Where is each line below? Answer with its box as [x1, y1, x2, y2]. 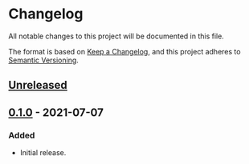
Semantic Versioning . [8, 55, 79, 65]
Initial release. [19, 148, 67, 158]
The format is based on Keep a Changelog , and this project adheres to [8, 46, 241, 56]
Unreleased [8, 78, 68, 92]
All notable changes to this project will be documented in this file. [8, 31, 225, 41]
